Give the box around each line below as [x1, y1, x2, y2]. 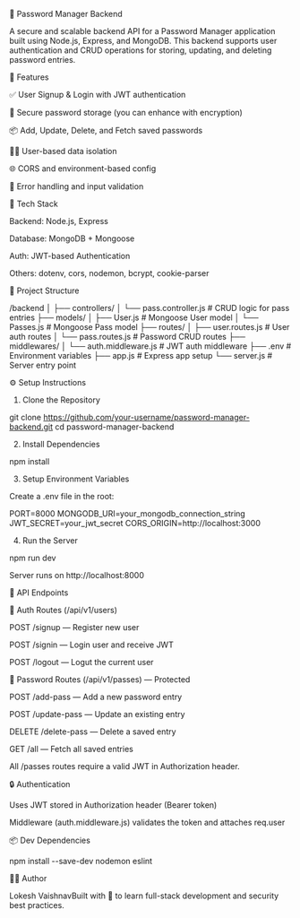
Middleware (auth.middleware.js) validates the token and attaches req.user [9, 817, 286, 827]
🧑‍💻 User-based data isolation [9, 146, 118, 156]
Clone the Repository [21, 394, 101, 405]
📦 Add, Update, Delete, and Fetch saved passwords [9, 126, 203, 135]
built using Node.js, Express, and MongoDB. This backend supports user [9, 36, 278, 46]
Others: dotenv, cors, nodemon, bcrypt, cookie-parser [9, 268, 210, 278]
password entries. [9, 55, 76, 65]
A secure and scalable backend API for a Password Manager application [9, 26, 276, 36]
